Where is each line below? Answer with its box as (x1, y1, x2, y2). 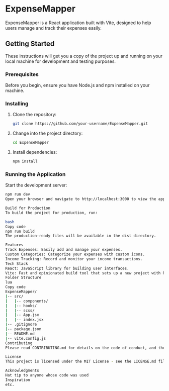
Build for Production (5, 206, 51, 211)
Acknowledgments (5, 368, 39, 373)
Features (5, 242, 24, 248)
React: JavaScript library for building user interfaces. (5, 266, 129, 271)
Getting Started (5, 40, 55, 48)
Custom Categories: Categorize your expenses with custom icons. (5, 252, 145, 257)
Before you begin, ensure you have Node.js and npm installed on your (5, 82, 150, 88)
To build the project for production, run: (5, 210, 98, 215)
